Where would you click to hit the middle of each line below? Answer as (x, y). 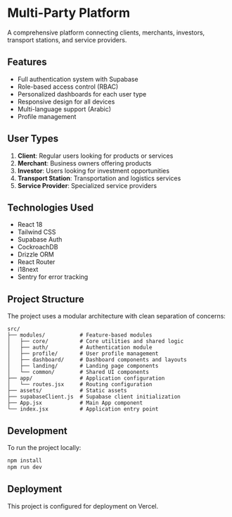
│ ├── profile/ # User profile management (83, 354)
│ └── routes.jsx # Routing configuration (80, 385)
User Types (33, 139)
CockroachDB (38, 247)
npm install (25, 461)
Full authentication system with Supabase (78, 79)
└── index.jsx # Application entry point (83, 409)
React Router (36, 262)
